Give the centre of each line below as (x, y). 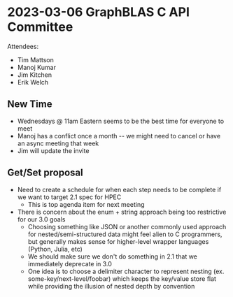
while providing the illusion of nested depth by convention (111, 286)
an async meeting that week (58, 143)
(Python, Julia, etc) (55, 249)
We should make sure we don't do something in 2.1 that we (113, 256)
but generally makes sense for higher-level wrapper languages (118, 241)
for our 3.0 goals (41, 219)
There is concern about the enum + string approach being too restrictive (122, 212)
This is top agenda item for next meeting (86, 204)
